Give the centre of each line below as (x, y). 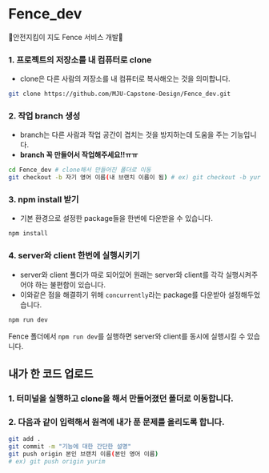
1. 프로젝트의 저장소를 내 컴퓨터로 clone (80, 59)
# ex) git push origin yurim (57, 461)
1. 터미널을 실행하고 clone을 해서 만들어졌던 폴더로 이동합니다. (121, 399)
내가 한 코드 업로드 (51, 373)
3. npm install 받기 (44, 199)
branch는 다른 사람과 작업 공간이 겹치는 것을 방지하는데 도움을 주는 (124, 135)
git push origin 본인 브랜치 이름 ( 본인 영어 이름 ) (83, 454)
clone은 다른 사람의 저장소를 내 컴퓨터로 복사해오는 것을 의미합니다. (125, 79)
